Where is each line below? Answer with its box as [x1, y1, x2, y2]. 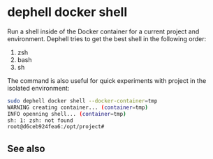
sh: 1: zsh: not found [7, 116, 73, 124]
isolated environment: [7, 84, 70, 92]
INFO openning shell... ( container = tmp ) [7, 110, 127, 117]
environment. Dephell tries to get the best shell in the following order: [7, 34, 207, 43]
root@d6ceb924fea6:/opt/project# [7, 123, 105, 130]
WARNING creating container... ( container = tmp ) [7, 104, 149, 111]
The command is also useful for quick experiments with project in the [7, 76, 207, 84]
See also [7, 142, 45, 154]
